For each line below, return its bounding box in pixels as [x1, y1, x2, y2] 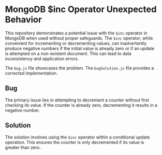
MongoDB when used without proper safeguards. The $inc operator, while [5, 35, 153, 41]
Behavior [5, 14, 42, 25]
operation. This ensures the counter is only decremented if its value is [5, 139, 144, 145]
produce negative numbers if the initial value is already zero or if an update [5, 45, 155, 51]
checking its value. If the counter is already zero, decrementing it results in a [5, 102, 158, 108]
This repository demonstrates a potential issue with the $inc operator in [5, 30, 147, 36]
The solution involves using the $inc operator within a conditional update [5, 134, 150, 140]
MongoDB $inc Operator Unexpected [5, 4, 157, 15]
